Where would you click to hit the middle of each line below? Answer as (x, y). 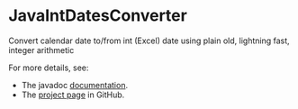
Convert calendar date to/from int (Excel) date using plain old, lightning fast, (149, 41)
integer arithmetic (41, 50)
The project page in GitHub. (73, 95)
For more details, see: (49, 68)
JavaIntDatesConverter (98, 16)
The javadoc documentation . (74, 85)
